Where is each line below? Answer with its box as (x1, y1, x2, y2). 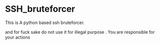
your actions (5, 34, 30, 40)
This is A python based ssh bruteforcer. (5, 20, 85, 25)
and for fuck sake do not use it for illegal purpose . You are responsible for (5, 29, 155, 35)
